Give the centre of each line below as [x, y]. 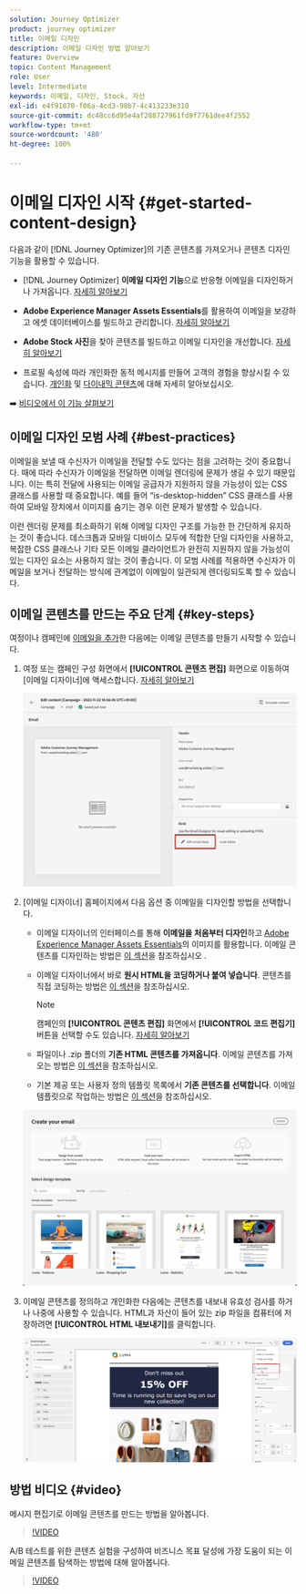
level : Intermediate [49, 87]
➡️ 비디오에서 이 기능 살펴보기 [62, 403]
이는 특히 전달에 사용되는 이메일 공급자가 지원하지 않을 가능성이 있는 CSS [158, 484]
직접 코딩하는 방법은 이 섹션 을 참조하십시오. [113, 986]
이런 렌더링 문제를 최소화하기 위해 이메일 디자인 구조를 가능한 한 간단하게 [138, 526]
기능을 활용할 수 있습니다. [55, 261]
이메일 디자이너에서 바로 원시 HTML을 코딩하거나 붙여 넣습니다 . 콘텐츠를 [163, 974]
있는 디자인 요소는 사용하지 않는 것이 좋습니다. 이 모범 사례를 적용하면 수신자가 [148, 560]
